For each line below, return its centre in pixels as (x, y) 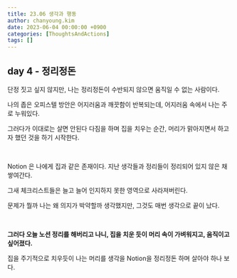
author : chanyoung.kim (41, 21)
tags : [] (20, 41)
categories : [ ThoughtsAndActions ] (59, 34)
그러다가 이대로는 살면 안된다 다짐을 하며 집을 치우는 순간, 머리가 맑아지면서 (112, 128)
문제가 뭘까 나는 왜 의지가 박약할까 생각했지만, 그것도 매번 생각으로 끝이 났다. (114, 205)
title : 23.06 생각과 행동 (42, 14)
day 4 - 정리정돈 (42, 71)
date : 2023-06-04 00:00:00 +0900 (57, 27)
